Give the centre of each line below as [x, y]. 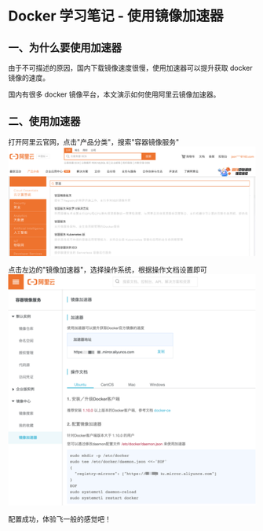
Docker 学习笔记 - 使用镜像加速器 [116, 16]
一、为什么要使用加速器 [65, 48]
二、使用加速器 [44, 121]
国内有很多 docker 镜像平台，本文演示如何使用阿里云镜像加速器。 [114, 94]
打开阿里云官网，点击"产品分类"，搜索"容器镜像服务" [94, 141]
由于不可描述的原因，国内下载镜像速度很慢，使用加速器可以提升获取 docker [130, 68]
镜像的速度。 [29, 78]
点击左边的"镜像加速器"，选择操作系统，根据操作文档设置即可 [108, 269]
